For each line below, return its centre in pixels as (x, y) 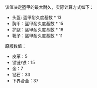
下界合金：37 (25, 81)
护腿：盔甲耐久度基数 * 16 (38, 30)
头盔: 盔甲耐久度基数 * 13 (37, 18)
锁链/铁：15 (23, 62)
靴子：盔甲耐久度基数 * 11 (37, 36)
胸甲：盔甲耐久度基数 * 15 (38, 24)
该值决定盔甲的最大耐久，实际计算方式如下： (49, 7)
